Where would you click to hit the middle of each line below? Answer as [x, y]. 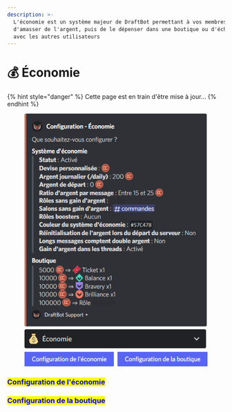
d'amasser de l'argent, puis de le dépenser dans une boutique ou [111, 29]
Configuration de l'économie [56, 382]
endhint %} [23, 104]
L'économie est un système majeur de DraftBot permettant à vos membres [120, 22]
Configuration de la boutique [56, 400]
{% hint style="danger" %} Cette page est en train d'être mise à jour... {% [112, 97]
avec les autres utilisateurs [57, 37]
